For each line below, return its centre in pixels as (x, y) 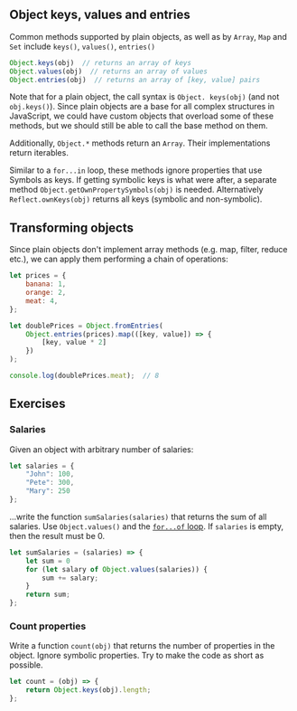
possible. (26, 665)
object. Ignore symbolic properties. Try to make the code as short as (137, 656)
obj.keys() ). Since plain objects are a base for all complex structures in (142, 107)
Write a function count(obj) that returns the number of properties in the (142, 646)
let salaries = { (42, 466)
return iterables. (39, 153)
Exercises (37, 404)
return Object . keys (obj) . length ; (88, 690)
